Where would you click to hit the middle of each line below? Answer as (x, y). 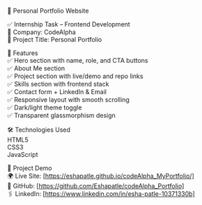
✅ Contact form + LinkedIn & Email (57, 92)
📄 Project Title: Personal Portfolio (55, 39)
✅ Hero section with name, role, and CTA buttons (78, 60)
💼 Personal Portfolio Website (48, 11)
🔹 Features (23, 53)
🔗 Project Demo (30, 168)
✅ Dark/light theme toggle (45, 107)
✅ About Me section (36, 68)
